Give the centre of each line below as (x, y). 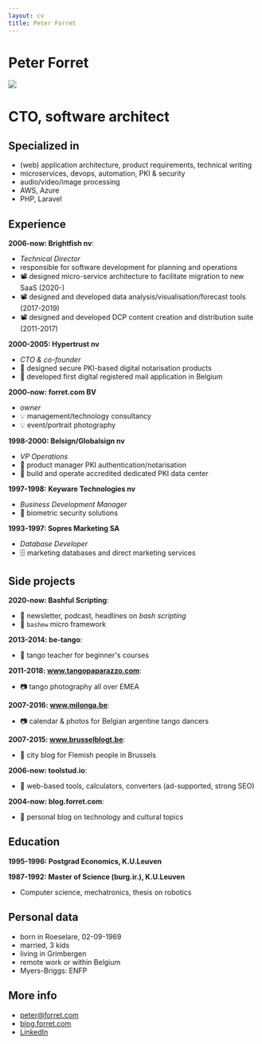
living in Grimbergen (53, 953)
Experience (37, 224)
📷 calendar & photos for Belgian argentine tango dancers (114, 721)
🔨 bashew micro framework (63, 625)
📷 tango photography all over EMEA (79, 687)
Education (34, 842)
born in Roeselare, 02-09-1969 (70, 936)
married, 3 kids (45, 945)
